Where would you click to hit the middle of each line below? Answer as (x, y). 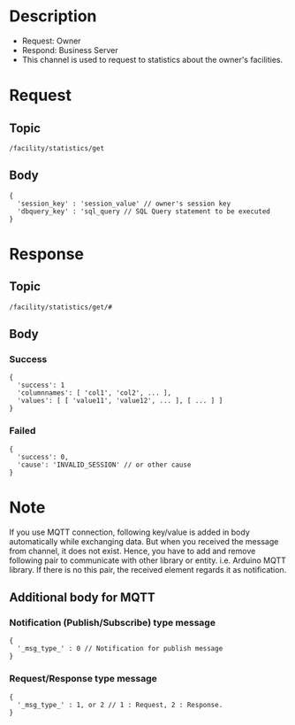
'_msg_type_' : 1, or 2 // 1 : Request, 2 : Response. (120, 705)
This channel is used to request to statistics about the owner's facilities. (152, 59)
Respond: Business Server (70, 50)
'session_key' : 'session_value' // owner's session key (124, 204)
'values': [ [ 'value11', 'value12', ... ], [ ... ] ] (120, 401)
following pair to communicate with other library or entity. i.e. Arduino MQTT (148, 560)
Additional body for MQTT (83, 598)
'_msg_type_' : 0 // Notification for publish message (120, 649)
